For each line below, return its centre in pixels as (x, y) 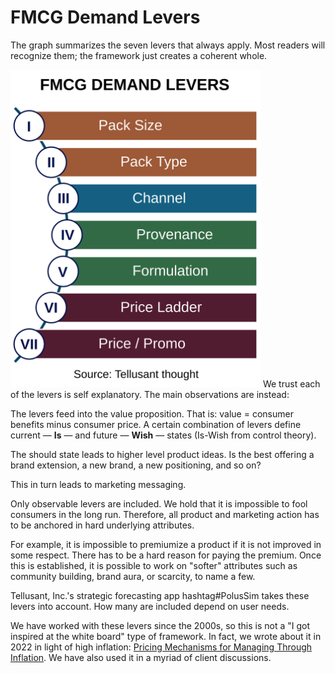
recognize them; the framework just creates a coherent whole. (139, 55)
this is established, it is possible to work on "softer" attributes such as (154, 566)
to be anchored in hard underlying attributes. (102, 525)
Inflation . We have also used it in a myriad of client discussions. (141, 658)
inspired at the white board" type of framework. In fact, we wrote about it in (166, 637)
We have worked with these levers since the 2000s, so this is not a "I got (160, 626)
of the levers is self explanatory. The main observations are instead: (150, 395)
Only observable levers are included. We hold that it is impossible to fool (159, 504)
